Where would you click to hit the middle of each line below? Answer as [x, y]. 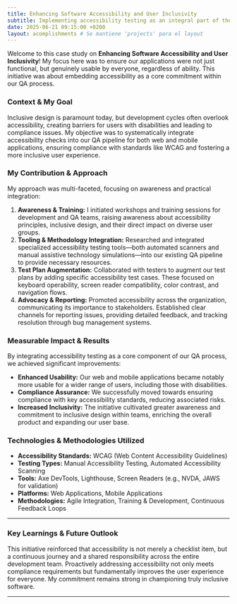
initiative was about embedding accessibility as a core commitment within [114, 76]
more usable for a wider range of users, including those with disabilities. [122, 385]
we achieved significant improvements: [64, 364]
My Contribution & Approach [57, 173]
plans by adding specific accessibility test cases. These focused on [116, 277]
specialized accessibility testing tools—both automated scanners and [118, 247]
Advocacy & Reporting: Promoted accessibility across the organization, [122, 300]
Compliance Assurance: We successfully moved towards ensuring [115, 392]
